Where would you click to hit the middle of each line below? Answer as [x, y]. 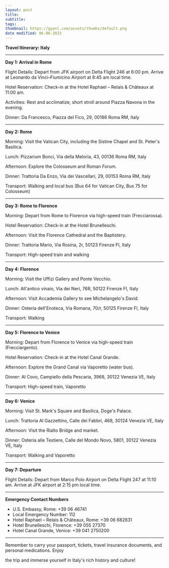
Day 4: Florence [22, 269]
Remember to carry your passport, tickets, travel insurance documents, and [84, 545]
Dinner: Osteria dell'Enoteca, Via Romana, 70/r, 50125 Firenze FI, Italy [77, 308]
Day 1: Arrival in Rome [28, 62]
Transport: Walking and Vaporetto [40, 455]
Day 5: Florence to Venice [33, 332]
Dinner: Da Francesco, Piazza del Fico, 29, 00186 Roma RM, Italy [72, 117]
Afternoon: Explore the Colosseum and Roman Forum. [61, 166]
